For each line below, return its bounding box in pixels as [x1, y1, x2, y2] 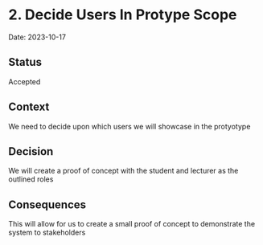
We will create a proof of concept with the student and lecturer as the [8, 166, 239, 176]
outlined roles [8, 174, 54, 184]
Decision [8, 145, 54, 158]
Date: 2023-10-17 [8, 32, 67, 42]
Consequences [8, 198, 87, 211]
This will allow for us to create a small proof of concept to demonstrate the [8, 219, 256, 229]
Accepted [8, 76, 41, 86]
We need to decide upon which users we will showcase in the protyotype [8, 121, 251, 131]
